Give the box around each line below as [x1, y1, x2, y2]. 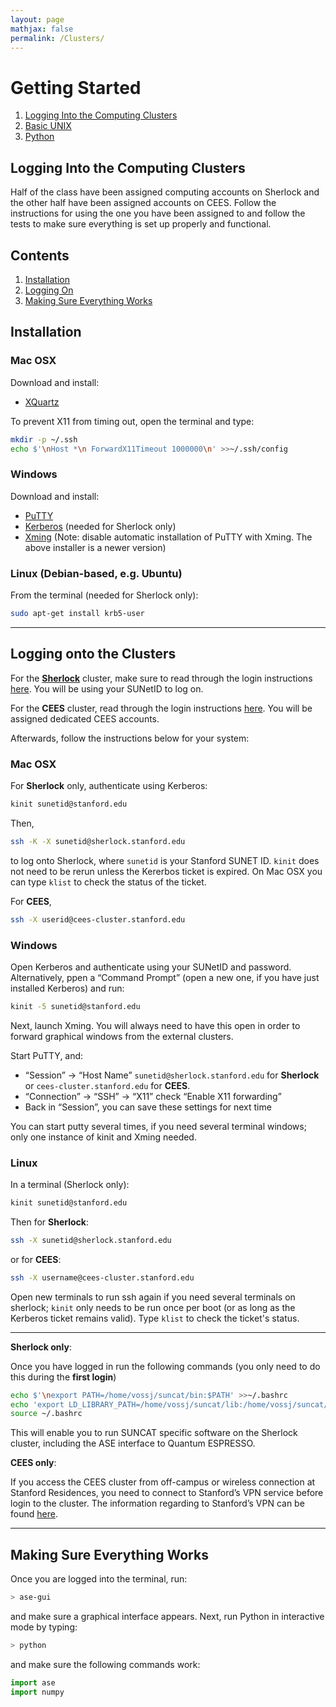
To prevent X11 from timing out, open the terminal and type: [10, 415, 255, 427]
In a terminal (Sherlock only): [10, 1179, 130, 1191]
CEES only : [10, 1457, 57, 1469]
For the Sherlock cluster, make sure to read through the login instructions [10, 672, 313, 684]
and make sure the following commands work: [10, 1658, 201, 1670]
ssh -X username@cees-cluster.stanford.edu [10, 1272, 195, 1283]
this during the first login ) [10, 1371, 117, 1383]
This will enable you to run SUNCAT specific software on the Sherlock [10, 1427, 298, 1439]
